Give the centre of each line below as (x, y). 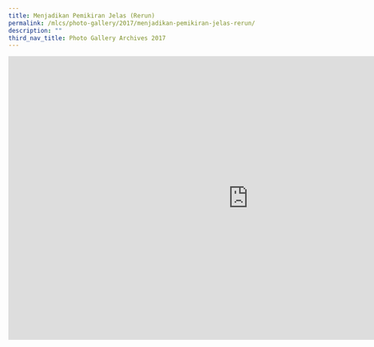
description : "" (35, 30)
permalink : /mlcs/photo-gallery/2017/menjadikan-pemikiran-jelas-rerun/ (132, 23)
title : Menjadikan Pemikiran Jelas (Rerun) (82, 16)
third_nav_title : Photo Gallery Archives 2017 (87, 38)
